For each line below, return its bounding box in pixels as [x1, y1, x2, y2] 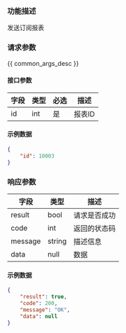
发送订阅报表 [7, 23, 44, 32]
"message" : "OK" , [20, 306, 71, 313]
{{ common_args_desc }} [7, 59, 79, 67]
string [48, 236, 67, 246]
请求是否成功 [73, 210, 116, 220]
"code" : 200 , [20, 299, 58, 306]
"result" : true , [20, 293, 68, 300]
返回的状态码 [73, 223, 116, 233]
